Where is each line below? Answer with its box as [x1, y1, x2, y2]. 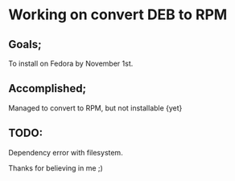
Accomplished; [8, 82, 87, 95]
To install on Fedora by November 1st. [8, 58, 134, 68]
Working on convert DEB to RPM [8, 6, 228, 24]
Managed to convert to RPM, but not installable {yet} [8, 103, 183, 113]
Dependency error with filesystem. [8, 147, 123, 157]
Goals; [8, 38, 42, 51]
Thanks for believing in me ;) [8, 163, 103, 173]
